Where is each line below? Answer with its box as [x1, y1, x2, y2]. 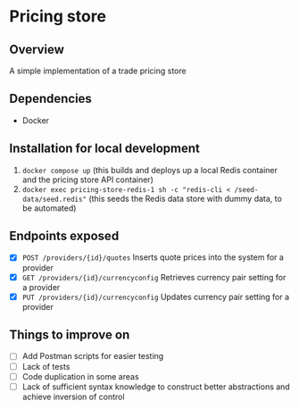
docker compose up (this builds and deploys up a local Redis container [21, 164, 278, 175]
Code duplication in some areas [21, 371, 140, 381]
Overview [9, 42, 65, 57]
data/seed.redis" [21, 195, 87, 204]
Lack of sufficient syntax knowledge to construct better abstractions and [21, 381, 290, 392]
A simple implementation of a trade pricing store [9, 65, 187, 76]
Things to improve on [9, 328, 130, 343]
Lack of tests [21, 361, 71, 371]
